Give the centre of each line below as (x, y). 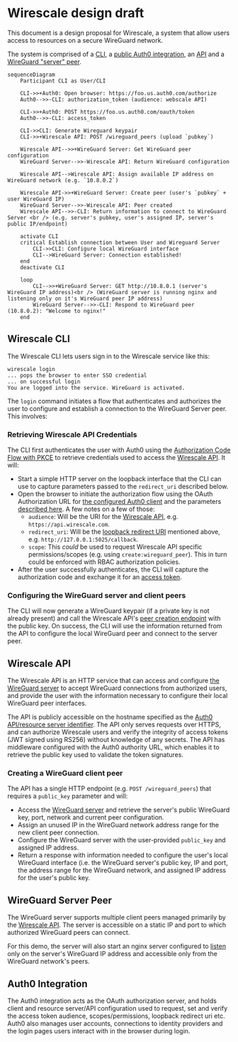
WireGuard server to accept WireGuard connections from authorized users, (117, 688)
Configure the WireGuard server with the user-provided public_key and (121, 840)
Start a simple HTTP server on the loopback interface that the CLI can (119, 479)
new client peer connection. (58, 832)
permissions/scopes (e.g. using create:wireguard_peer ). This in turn (127, 554)
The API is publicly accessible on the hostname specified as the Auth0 (110, 717)
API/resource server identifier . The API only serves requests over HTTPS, (114, 725)
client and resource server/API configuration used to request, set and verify (118, 1009)
